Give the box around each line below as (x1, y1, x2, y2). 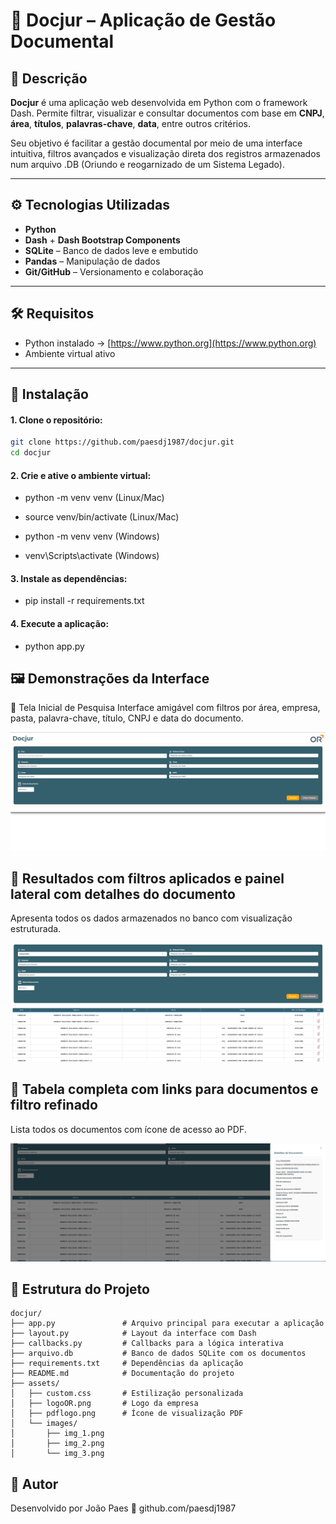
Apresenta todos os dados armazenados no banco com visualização (10, 912, 293, 924)
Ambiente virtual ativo (24, 347, 116, 359)
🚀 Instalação (10, 386, 89, 403)
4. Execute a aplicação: (10, 617, 110, 629)
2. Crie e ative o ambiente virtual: (10, 469, 152, 481)
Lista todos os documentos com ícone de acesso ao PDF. (10, 1123, 247, 1135)
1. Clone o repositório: (10, 414, 103, 426)
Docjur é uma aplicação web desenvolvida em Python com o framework (10, 97, 308, 108)
